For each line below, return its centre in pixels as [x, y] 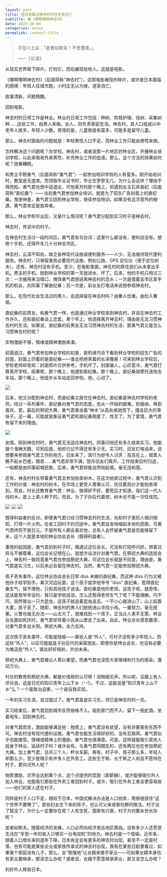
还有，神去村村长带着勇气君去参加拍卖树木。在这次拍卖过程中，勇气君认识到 [83, 478]
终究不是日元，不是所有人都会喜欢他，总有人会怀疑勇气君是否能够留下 [85, 530]
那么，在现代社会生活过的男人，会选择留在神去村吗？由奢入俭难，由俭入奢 [81, 296]
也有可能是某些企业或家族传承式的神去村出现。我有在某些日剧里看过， [85, 846]
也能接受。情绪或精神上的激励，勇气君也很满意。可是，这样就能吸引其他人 [85, 740]
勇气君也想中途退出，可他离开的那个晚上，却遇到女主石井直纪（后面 [92, 187]
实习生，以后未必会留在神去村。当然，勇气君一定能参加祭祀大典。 [85, 566]
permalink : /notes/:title [32, 33]
